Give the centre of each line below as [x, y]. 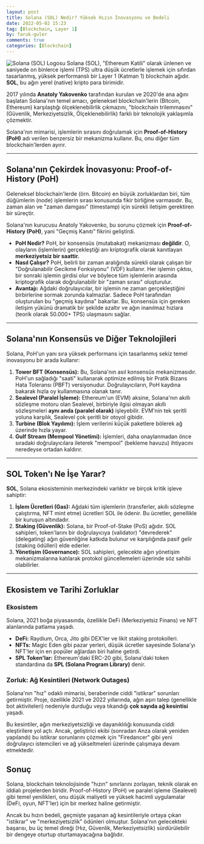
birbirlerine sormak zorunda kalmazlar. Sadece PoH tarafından [93, 295]
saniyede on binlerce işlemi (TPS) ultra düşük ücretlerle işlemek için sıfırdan [101, 69]
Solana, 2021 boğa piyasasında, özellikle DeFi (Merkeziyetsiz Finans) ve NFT [102, 620]
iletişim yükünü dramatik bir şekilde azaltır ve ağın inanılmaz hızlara [99, 307]
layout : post [23, 12]
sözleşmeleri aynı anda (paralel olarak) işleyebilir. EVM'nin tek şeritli [101, 410]
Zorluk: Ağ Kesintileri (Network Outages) [68, 680]
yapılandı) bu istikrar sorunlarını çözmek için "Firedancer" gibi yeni [90, 737]
